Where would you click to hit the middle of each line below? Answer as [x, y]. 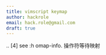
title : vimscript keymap [37, 12]
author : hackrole [28, 17]
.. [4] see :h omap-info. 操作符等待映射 [53, 46]
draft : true [21, 28]
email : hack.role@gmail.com [41, 22]
